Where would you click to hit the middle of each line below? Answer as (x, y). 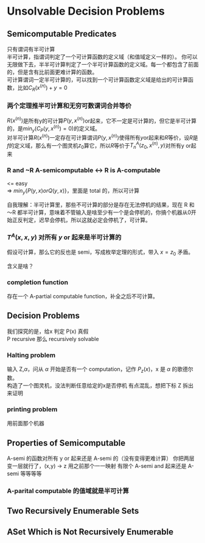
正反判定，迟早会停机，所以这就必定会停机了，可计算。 (81, 220)
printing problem (32, 409)
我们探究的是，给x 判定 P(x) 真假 (48, 331)
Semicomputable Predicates (62, 34)
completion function (38, 282)
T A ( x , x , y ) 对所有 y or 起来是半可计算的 (64, 237)
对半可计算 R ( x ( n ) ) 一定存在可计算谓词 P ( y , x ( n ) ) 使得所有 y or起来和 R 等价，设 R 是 (102, 137)
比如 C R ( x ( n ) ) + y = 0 (42, 88)
